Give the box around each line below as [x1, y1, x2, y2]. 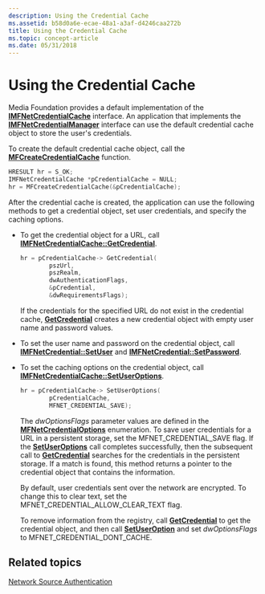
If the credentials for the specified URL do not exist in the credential [19, 306, 244, 315]
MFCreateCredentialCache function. [8, 153, 131, 162]
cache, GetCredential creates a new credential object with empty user [19, 314, 255, 323]
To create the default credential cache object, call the [8, 144, 185, 153]
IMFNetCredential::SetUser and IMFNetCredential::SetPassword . [19, 347, 242, 356]
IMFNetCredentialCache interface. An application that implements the [8, 112, 242, 121]
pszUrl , [49, 262, 75, 270]
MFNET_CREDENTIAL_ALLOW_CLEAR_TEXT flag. [19, 499, 182, 510]
